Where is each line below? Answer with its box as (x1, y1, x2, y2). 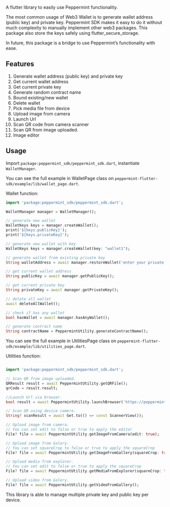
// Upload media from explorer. (6, 459, 74, 464)
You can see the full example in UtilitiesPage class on (6, 338, 117, 344)
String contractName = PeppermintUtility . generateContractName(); (6, 329, 148, 334)
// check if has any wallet (6, 310, 65, 315)
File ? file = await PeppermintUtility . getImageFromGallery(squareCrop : (6, 450, 159, 455)
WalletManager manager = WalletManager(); (6, 209, 96, 214)
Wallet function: (6, 190, 38, 196)
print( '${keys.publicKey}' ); (6, 228, 67, 233)
